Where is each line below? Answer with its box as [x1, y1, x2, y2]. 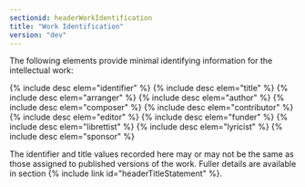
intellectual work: [9, 65, 75, 76]
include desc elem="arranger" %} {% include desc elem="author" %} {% [9, 92, 285, 103]
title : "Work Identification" [9, 22, 125, 31]
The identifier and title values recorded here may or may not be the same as [9, 149, 294, 160]
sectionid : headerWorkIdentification [9, 13, 153, 23]
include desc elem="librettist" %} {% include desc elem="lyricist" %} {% [9, 121, 283, 132]
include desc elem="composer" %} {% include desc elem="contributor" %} [9, 102, 294, 113]
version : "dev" [9, 30, 67, 39]
